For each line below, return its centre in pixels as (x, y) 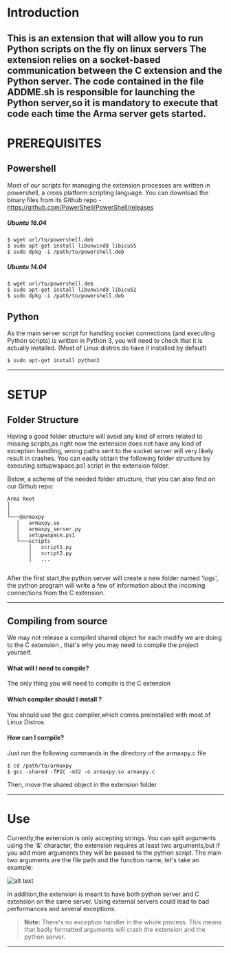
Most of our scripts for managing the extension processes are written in (109, 185)
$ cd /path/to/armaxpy (40, 766)
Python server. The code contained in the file (106, 81)
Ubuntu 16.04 (27, 223)
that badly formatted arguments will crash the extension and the (115, 929)
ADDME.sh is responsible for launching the (101, 92)
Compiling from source (57, 621)
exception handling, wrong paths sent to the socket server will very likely (110, 451)
